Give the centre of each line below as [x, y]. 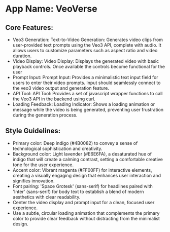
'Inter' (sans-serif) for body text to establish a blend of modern [78, 191]
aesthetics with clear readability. [46, 197]
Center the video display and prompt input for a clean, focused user [83, 202]
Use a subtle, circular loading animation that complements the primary [86, 213]
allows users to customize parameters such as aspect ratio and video [85, 50]
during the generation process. [45, 115]
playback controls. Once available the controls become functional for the [89, 67]
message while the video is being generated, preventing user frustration [88, 110]
